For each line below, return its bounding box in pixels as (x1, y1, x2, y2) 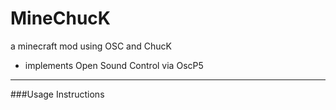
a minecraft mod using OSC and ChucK (10, 40, 172, 52)
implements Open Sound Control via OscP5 (24, 59, 204, 71)
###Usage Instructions (10, 88, 105, 100)
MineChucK (10, 7, 111, 30)
